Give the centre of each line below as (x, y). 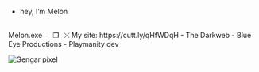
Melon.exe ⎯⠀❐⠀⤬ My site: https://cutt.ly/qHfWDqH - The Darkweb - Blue (130, 35)
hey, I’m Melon (44, 11)
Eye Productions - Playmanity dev (64, 44)
